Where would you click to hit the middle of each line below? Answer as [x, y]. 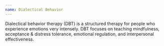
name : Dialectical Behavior [34, 10]
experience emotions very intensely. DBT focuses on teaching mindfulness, [82, 29]
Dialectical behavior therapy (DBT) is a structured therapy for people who [80, 23]
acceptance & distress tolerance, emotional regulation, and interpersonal [80, 34]
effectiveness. [20, 39]
